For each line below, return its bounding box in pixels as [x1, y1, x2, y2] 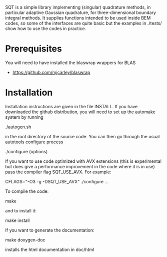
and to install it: [5, 207, 36, 213]
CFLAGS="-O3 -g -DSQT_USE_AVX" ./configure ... [5, 178, 109, 184]
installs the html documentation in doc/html [5, 246, 94, 252]
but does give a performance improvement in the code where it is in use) [5, 163, 155, 169]
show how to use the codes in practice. [5, 26, 86, 32]
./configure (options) [5, 148, 48, 154]
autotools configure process [5, 139, 63, 145]
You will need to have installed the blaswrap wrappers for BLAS [5, 60, 136, 66]
